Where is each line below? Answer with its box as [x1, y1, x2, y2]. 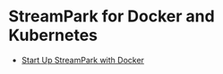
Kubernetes [8, 25, 99, 45]
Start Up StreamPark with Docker [21, 54, 145, 65]
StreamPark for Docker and [8, 6, 216, 27]
